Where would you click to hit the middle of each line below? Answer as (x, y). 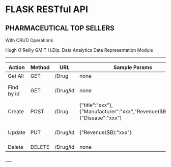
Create (16, 111)
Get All (16, 76)
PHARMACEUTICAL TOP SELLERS (60, 28)
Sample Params (133, 67)
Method (40, 67)
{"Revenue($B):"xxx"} (106, 132)
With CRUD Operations (29, 40)
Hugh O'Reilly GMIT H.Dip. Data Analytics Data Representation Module (79, 50)
